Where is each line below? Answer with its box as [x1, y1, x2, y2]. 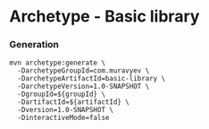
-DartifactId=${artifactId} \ [17, 98, 130, 107]
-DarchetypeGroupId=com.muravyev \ [17, 66, 150, 75]
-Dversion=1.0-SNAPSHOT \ [17, 106, 114, 115]
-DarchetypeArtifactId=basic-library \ [17, 74, 166, 83]
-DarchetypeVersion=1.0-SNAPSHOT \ [17, 82, 150, 91]
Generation [9, 39, 60, 51]
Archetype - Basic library [9, 6, 200, 27]
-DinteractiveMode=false [17, 114, 110, 123]
